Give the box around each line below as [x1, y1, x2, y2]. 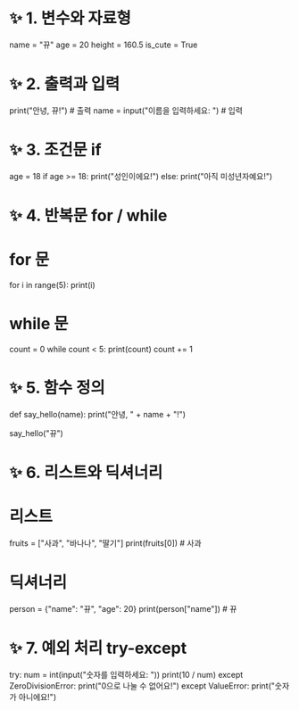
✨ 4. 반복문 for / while [9, 206, 168, 226]
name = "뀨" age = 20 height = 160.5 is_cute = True [9, 39, 198, 50]
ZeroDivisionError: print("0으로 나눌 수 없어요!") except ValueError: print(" [9, 680, 275, 691]
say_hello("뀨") [9, 427, 64, 438]
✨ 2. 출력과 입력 [9, 74, 120, 95]
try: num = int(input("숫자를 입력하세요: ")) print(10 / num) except [9, 669, 244, 680]
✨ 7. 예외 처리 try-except [9, 639, 187, 658]
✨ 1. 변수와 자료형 [9, 8, 132, 29]
